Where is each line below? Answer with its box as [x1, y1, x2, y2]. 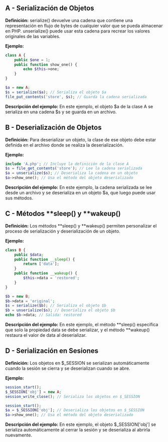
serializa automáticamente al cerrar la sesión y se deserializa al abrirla [5, 427, 150, 433]
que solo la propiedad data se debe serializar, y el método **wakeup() [5, 327, 150, 333]
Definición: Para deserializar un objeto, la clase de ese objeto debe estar [5, 136, 156, 142]
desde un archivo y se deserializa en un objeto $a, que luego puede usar [5, 190, 156, 195]
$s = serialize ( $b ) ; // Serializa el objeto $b [5, 303, 107, 308]
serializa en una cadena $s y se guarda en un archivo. [5, 109, 117, 115]
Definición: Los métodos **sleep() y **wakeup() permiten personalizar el [5, 223, 157, 229]
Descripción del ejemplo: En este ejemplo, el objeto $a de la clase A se [5, 103, 153, 109]
